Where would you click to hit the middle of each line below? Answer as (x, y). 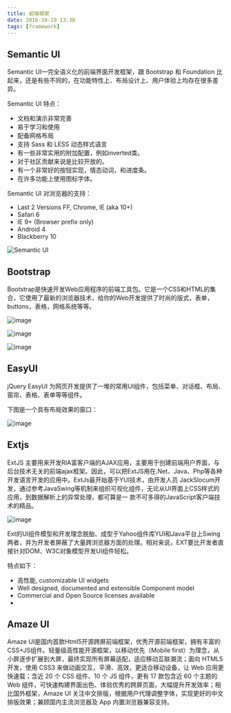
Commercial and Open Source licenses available (86, 595)
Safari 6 (28, 215)
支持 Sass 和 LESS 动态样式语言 (62, 144)
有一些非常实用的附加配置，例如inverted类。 (80, 153)
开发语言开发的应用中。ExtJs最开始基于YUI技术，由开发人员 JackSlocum (111, 480)
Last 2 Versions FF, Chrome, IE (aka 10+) (75, 207)
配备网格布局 (35, 136)
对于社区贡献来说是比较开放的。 (62, 162)
